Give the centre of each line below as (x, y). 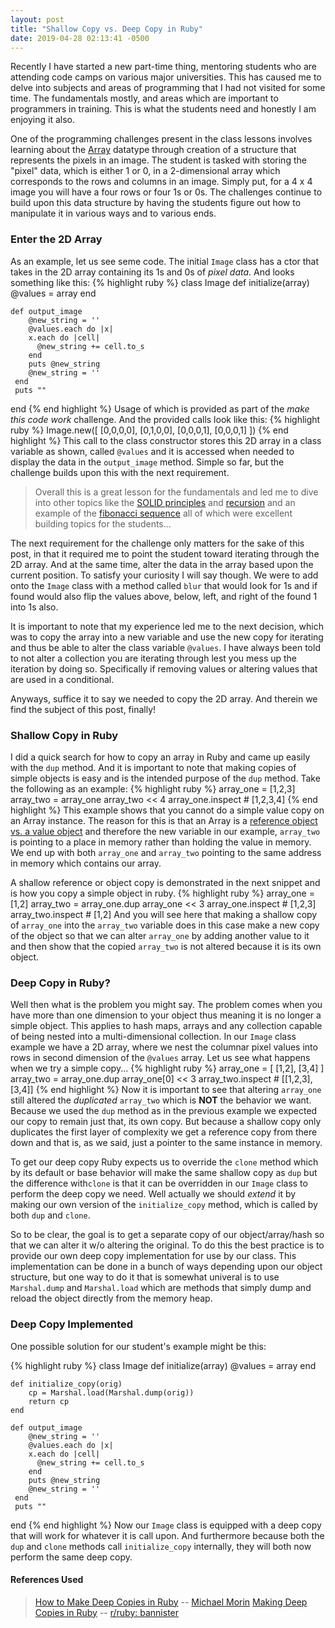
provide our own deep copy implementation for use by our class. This (153, 1256)
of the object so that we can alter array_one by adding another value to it (160, 935)
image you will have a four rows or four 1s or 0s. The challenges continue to (166, 192)
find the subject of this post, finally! (83, 709)
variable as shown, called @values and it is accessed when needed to (152, 451)
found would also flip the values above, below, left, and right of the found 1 (164, 596)
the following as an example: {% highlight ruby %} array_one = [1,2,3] (153, 788)
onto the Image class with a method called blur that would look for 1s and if (164, 585)
